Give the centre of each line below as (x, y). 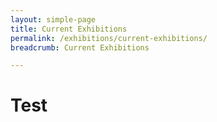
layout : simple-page (53, 19)
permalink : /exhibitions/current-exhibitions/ (109, 38)
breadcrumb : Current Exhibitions (80, 47)
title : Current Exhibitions (69, 29)
